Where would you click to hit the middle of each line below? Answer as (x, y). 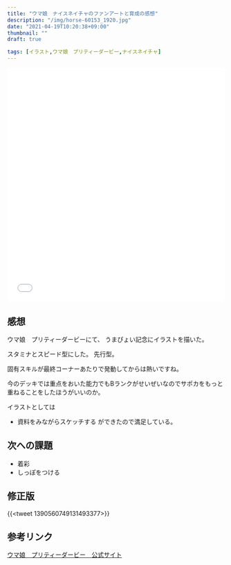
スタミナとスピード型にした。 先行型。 (63, 354)
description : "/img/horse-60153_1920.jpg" (69, 20)
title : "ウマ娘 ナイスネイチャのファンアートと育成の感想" (83, 14)
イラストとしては (31, 407)
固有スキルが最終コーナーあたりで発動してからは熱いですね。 (95, 369)
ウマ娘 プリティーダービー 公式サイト (65, 555)
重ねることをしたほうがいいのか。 (56, 392)
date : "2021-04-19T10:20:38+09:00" (58, 26)
